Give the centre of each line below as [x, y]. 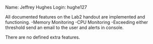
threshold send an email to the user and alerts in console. [64, 27]
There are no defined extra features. [43, 37]
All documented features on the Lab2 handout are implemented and [75, 17]
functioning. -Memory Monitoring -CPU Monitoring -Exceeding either [77, 22]
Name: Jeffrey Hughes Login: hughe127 [46, 7]
